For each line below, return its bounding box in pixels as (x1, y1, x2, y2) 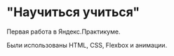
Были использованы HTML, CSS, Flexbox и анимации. (6, 41, 168, 49)
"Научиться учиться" (6, 4, 140, 20)
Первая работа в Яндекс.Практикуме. (6, 27, 121, 36)
